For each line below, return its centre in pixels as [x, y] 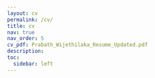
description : [26, 52]
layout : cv [23, 13]
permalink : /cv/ [30, 20]
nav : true [21, 32]
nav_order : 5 [26, 39]
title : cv [21, 26]
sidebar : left [33, 64]
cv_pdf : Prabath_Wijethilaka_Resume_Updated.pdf [77, 45]
